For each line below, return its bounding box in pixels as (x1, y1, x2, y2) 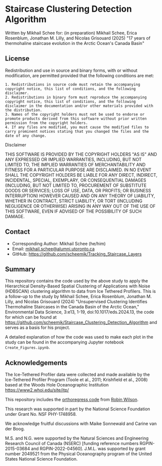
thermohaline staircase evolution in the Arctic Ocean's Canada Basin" (5, 40, 144, 46)
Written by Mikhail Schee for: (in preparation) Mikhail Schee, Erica (5, 30, 137, 36)
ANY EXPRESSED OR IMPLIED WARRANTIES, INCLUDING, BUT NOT (5, 156, 142, 162)
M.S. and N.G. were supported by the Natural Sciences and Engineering (5, 435, 149, 441)
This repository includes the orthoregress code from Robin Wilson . (5, 397, 139, 403)
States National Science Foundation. (5, 456, 78, 462)
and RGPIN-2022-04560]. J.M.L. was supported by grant (31, 446, 146, 452)
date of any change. (5, 133, 47, 138)
